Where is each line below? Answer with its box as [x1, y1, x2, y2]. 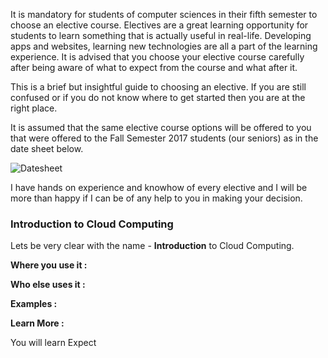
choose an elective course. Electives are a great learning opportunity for [10, 19, 309, 31]
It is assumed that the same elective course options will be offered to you [10, 122, 312, 133]
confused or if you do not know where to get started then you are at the [10, 92, 306, 103]
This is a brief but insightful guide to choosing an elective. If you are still [10, 81, 307, 93]
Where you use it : [10, 259, 88, 271]
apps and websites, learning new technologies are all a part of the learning [10, 40, 318, 52]
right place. [10, 102, 58, 114]
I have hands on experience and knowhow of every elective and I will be [10, 182, 308, 193]
